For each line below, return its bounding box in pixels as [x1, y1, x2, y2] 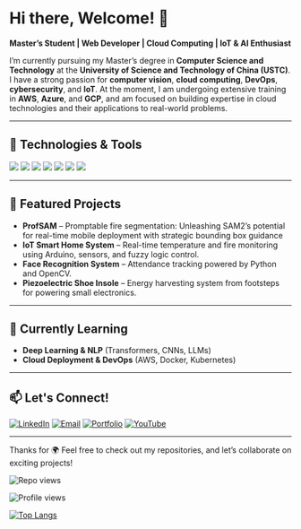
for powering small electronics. [21, 287, 137, 298]
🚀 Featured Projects [9, 196, 122, 212]
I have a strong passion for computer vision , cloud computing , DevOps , [9, 74, 278, 84]
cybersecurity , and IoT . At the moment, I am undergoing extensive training [9, 83, 287, 94]
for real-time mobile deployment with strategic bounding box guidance [21, 230, 284, 240]
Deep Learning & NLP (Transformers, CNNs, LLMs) [21, 345, 212, 356]
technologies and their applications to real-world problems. [9, 102, 228, 113]
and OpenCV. [21, 268, 72, 279]
